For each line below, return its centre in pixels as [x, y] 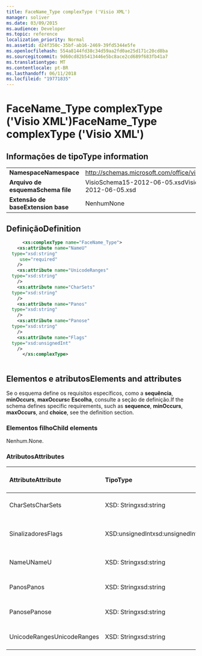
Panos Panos [27, 587]
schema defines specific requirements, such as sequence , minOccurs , [95, 406]
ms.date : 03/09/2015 [32, 23]
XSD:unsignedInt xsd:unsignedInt [151, 533]
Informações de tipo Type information [77, 156]
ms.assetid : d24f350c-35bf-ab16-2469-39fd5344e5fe [71, 46]
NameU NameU [31, 562]
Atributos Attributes [35, 457]
